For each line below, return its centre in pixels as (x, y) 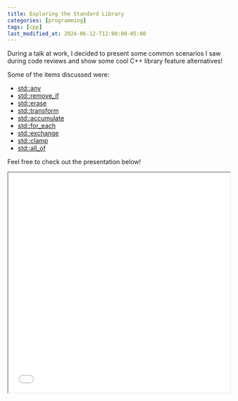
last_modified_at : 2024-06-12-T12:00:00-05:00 (77, 33)
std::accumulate (41, 118)
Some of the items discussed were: (58, 75)
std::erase (32, 104)
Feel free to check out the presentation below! (74, 162)
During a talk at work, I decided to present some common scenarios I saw (114, 54)
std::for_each (37, 126)
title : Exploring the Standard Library (66, 14)
